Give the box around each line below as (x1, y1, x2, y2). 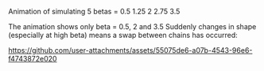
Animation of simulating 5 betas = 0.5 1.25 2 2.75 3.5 (8, 7, 181, 16)
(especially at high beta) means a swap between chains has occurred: (8, 31, 239, 39)
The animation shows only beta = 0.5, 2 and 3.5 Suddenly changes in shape (8, 22, 257, 31)
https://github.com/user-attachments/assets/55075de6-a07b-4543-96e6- (8, 46, 253, 54)
